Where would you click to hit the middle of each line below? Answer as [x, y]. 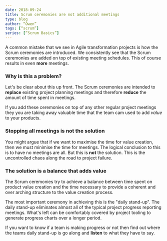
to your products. [23, 118]
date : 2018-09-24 [23, 10]
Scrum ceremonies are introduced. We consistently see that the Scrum [78, 52]
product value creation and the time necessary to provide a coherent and [80, 187]
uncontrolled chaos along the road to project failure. [59, 157]
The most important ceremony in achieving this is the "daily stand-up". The [82, 202]
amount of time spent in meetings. [40, 97]
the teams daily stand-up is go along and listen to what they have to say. [80, 232]
